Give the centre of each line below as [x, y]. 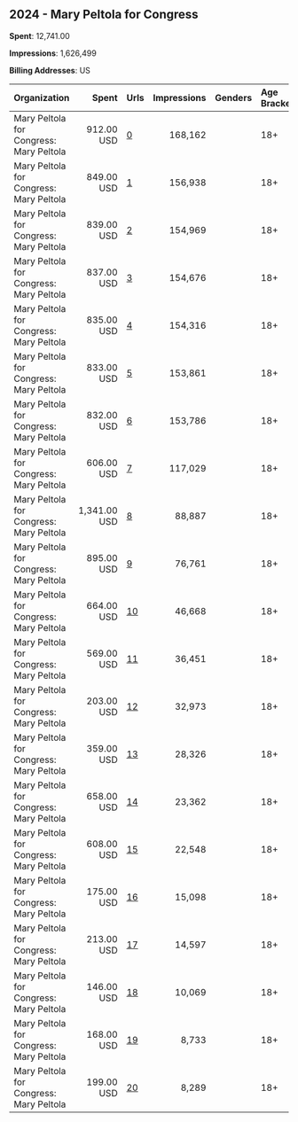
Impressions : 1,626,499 [53, 53]
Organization [42, 97]
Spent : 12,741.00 [40, 35]
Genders [234, 97]
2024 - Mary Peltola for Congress [104, 15]
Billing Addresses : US [50, 70]
